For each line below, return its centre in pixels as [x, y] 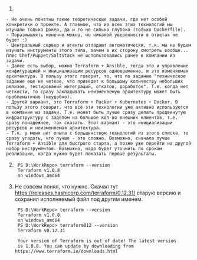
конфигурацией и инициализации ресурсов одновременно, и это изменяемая [97, 71]
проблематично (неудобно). [39, 97]
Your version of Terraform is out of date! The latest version [97, 241]
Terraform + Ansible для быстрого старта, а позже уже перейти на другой [99, 144]
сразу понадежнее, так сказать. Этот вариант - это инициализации [89, 123]
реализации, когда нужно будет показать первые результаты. [82, 154]
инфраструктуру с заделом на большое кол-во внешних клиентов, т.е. [92, 118]
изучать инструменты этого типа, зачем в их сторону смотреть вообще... [97, 50]
